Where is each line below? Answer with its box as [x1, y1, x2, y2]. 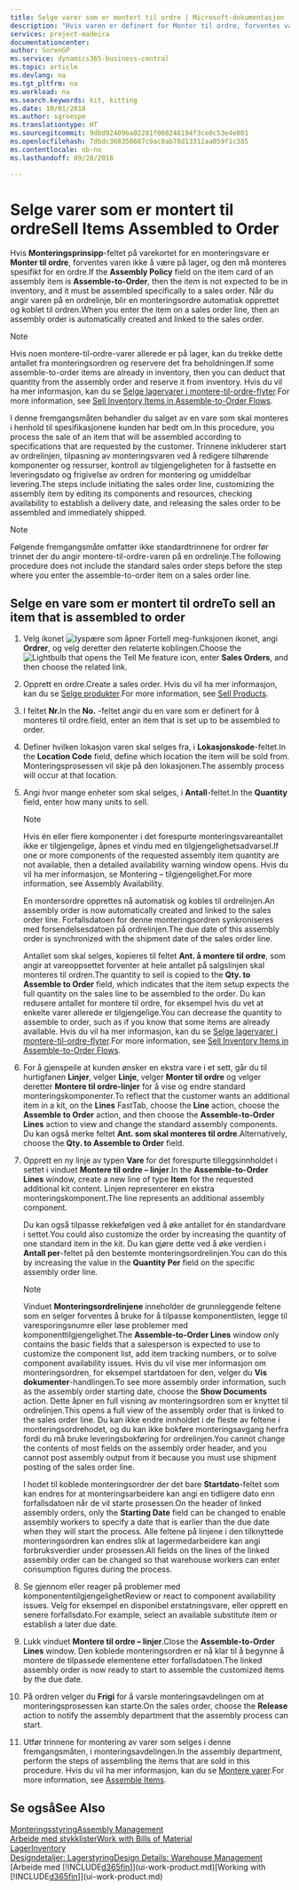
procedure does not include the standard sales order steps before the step [10, 561, 283, 572]
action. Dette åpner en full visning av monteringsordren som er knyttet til [22, 1396, 289, 1406]
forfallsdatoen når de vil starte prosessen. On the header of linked [22, 1498, 262, 1509]
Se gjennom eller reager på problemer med [22, 1582, 181, 1592]
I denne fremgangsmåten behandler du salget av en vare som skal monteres [10, 412, 289, 423]
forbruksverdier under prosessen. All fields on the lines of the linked [22, 1545, 270, 1556]
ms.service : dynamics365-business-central [10, 54, 169, 63]
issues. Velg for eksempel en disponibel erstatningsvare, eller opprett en [22, 1600, 288, 1611]
